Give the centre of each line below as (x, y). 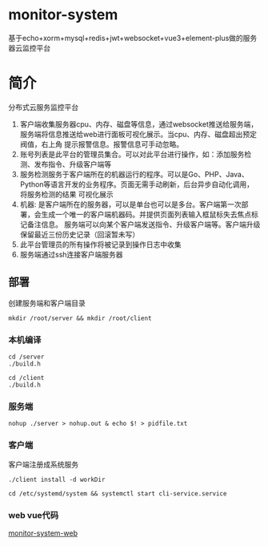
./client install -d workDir (57, 479)
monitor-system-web (43, 533)
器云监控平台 (29, 48)
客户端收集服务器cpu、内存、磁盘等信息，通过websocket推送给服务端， (139, 124)
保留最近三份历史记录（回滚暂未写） (80, 234)
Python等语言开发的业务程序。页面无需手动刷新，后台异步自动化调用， (137, 184)
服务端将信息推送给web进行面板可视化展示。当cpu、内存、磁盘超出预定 (138, 134)
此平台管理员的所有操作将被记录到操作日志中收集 (100, 244)
